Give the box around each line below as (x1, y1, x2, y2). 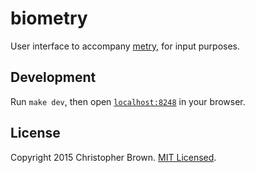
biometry (10, 7, 88, 30)
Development (10, 69, 97, 86)
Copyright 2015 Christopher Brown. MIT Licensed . (10, 151, 217, 163)
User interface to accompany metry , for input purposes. (10, 40, 240, 52)
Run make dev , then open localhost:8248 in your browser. (10, 95, 246, 107)
